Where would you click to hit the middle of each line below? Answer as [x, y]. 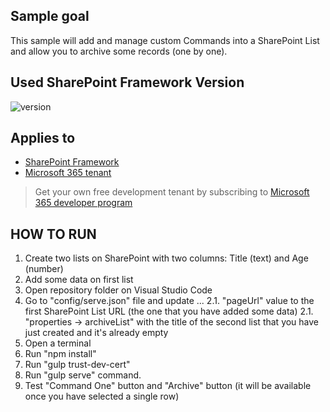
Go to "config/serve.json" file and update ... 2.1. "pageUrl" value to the [169, 301]
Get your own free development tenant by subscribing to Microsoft [172, 192]
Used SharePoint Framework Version [127, 82]
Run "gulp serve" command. [83, 375]
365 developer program [83, 203]
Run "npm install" [60, 354]
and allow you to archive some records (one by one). [119, 51]
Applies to [43, 138]
